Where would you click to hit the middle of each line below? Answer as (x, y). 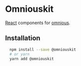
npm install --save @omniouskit (43, 49)
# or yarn (20, 54)
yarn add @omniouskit (32, 59)
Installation (23, 38)
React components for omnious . (38, 23)
